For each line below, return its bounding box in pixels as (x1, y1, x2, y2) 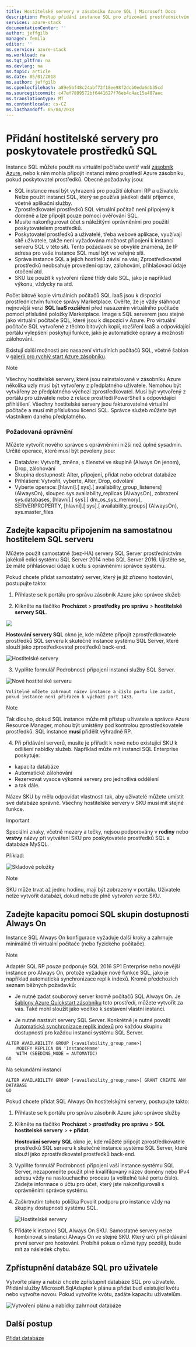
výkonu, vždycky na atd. (14, 280, 73, 287)
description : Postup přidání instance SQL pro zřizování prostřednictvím (6, 14, 190, 20)
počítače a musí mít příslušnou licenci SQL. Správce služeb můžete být (6, 407, 176, 414)
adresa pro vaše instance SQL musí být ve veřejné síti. (14, 249, 145, 256)
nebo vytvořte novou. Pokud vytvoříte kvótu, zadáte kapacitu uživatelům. (6, 1291, 182, 1298)
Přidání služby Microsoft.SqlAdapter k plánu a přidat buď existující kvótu (6, 1284, 180, 1291)
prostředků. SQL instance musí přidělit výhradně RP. (6, 728, 132, 735)
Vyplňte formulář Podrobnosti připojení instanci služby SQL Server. (14, 666, 176, 673)
